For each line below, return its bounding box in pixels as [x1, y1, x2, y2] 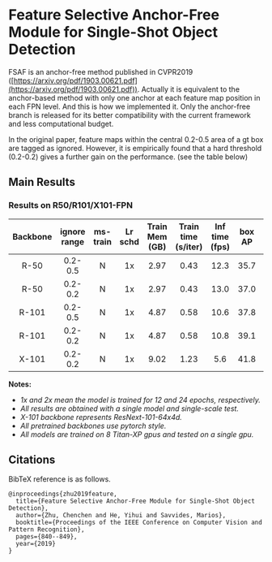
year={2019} [15, 540, 57, 548]
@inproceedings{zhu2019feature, [8, 490, 117, 499]
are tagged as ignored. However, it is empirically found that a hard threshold [8, 143, 262, 153]
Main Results [8, 175, 75, 189]
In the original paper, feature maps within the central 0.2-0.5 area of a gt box [8, 134, 264, 144]
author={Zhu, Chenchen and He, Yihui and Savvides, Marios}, [15, 512, 227, 520]
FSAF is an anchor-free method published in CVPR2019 [8, 67, 193, 76]
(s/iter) [175, 241, 203, 253]
